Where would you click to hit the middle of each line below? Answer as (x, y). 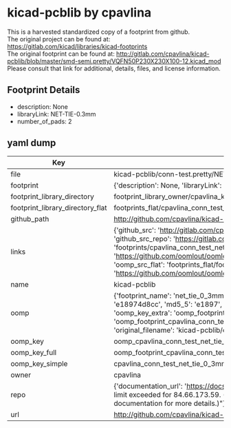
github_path (30, 218)
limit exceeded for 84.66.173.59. (167, 394)
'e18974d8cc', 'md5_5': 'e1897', (167, 304)
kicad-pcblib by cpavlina (79, 13)
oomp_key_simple (39, 363)
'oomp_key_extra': (143, 313)
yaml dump (32, 143)
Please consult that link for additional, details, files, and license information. (114, 68)
